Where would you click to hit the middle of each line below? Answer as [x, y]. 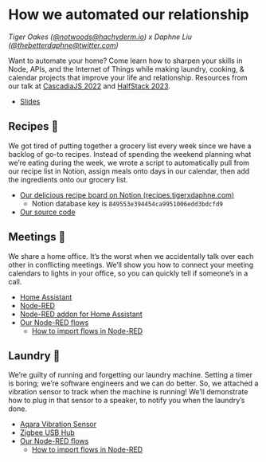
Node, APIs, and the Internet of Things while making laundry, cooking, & [126, 69]
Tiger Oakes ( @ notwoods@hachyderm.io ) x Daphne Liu [100, 37]
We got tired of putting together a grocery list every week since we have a [130, 146]
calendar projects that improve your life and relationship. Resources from [128, 77]
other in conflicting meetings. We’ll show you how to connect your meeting [131, 264]
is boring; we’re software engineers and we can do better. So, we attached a [133, 383]
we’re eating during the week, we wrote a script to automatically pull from [129, 162]
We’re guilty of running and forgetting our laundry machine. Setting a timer [131, 375]
